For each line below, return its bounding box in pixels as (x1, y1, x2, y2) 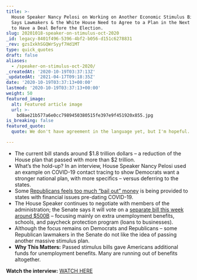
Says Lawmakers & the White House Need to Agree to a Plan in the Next (11, 19, 191, 25)
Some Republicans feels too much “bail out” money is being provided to (14, 187, 189, 194)
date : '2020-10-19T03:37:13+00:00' (6, 80, 93, 86)
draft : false (6, 52, 38, 58)
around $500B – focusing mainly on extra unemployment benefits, (14, 212, 175, 219)
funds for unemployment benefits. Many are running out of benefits (14, 249, 178, 257)
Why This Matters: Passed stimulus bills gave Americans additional (14, 243, 179, 250)
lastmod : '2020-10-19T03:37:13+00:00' (6, 85, 101, 91)
